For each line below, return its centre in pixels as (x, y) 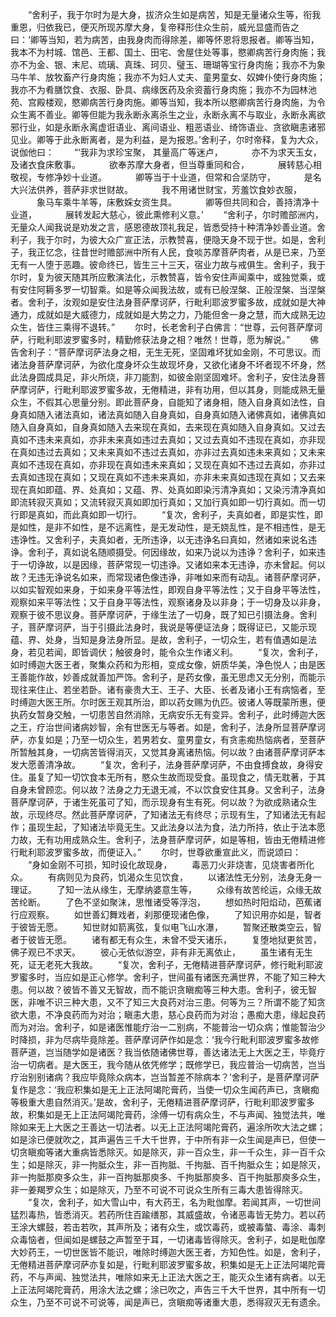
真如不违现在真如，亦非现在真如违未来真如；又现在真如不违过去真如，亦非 (163, 464)
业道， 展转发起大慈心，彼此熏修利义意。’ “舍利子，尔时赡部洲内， (167, 214)
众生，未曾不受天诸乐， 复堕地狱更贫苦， (228, 939)
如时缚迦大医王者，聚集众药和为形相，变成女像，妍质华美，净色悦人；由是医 (168, 664)
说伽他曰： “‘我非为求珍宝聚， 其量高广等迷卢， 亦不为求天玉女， (166, 152)
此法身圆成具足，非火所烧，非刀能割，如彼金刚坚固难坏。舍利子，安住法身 (163, 377)
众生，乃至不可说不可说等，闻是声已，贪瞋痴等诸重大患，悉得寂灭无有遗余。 (168, 1302)
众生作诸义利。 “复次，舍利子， (250, 652)
